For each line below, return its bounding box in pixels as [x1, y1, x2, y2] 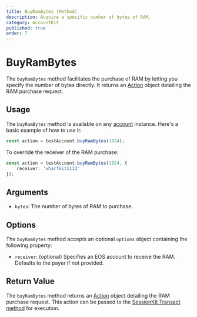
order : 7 [6, 31, 28, 36]
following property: [6, 242, 52, 249]
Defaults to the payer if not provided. [14, 259, 104, 266]
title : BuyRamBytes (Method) [6, 8, 78, 15]
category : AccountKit [6, 19, 59, 25]
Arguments [6, 187, 49, 197]
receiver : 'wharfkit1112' [16, 165, 81, 171]
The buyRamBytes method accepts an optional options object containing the [6, 236, 188, 242]
